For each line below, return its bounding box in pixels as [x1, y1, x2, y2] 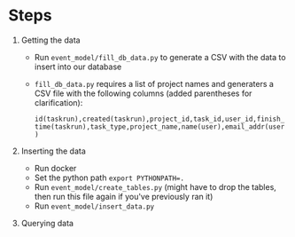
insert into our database [34, 61, 122, 72]
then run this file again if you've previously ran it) [34, 191, 213, 201]
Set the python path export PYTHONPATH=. [34, 172, 185, 183]
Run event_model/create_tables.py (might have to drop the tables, [34, 181, 276, 192]
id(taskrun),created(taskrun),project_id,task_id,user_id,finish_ [34, 115, 285, 123]
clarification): [34, 97, 83, 107]
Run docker [34, 162, 77, 173]
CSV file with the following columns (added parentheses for [34, 88, 252, 99]
